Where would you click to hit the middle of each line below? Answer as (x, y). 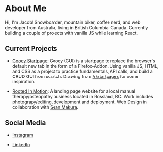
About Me (26, 9)
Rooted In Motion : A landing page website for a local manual (74, 91)
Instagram (23, 135)
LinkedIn (21, 144)
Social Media (26, 123)
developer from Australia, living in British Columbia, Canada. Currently (77, 27)
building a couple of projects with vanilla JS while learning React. (71, 33)
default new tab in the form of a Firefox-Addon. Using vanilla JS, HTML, (85, 66)
